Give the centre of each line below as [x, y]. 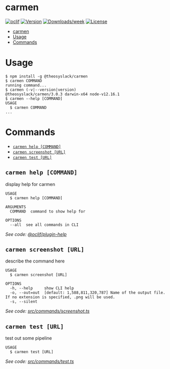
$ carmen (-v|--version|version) [41, 90]
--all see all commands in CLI [44, 225]
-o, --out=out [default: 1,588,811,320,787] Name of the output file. [88, 293]
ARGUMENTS [16, 207]
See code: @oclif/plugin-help [36, 234]
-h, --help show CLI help [42, 288]
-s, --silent [24, 302]
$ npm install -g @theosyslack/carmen [46, 76]
